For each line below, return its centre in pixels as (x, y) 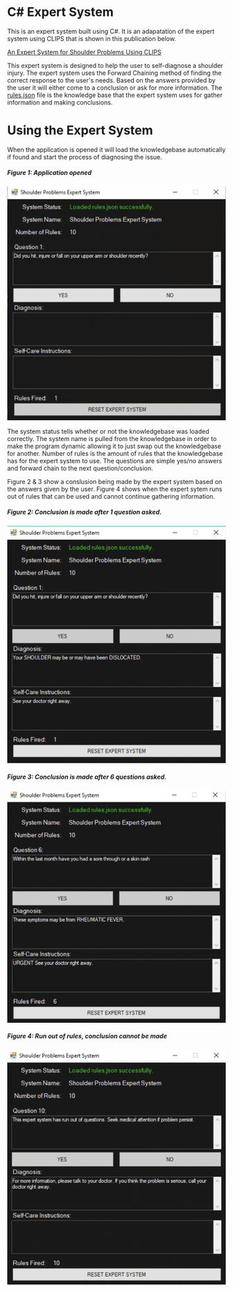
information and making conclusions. (60, 102)
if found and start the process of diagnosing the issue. (85, 157)
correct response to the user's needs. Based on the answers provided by (112, 80)
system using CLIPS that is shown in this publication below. (92, 38)
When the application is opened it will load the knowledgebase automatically (116, 149)
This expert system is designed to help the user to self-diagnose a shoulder (115, 65)
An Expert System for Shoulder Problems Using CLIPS (84, 52)
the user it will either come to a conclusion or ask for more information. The (115, 87)
